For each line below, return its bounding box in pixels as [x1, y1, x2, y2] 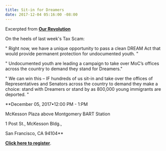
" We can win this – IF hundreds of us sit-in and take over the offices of [5, 75, 153, 81]
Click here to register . [5, 140, 51, 146]
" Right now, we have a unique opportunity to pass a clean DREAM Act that [5, 45, 161, 51]
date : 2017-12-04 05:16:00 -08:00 [5, 12, 78, 17]
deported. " [5, 91, 29, 97]
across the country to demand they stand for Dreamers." [5, 66, 123, 72]
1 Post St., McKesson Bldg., [5, 120, 62, 126]
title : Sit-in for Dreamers [5, 7, 65, 13]
